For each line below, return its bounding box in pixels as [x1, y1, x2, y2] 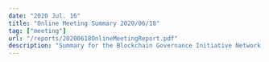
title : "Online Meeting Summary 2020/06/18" [8, 19, 160, 27]
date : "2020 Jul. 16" [8, 11, 81, 20]
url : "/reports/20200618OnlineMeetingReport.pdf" [8, 34, 179, 43]
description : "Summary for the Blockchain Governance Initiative [8, 42, 232, 50]
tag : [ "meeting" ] [8, 27, 67, 35]
